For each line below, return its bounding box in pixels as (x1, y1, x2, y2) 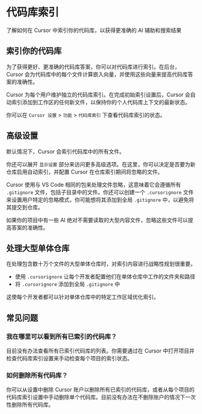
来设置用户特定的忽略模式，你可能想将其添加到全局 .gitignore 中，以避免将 (6, 196, 194, 203)
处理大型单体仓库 (6, 243, 70, 253)
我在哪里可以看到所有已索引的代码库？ (6, 332, 117, 340)
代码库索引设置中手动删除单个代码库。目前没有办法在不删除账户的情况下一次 (6, 394, 196, 401)
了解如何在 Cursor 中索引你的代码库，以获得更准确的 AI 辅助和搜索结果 (6, 27, 182, 34)
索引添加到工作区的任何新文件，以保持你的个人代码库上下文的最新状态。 (11, 98, 191, 105)
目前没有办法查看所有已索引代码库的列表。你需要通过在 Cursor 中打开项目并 (6, 347, 195, 354)
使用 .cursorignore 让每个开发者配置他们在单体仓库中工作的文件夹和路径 (14, 273, 195, 280)
